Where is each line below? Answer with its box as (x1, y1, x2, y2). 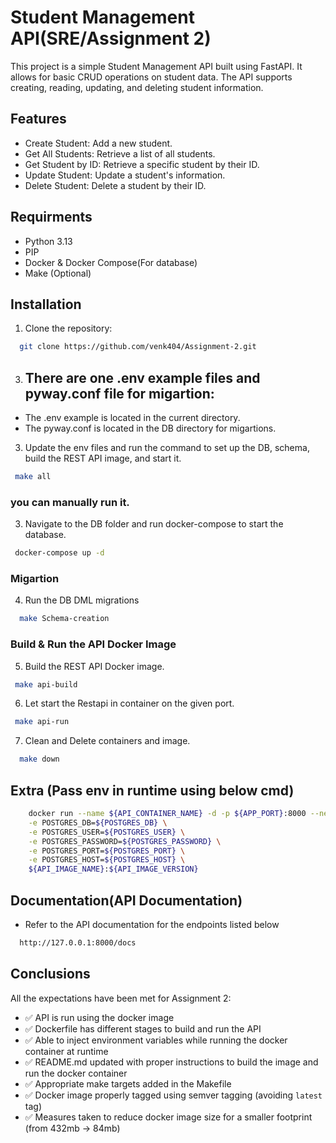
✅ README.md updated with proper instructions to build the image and (24, 1056, 319, 1068)
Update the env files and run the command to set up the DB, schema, (24, 442, 310, 454)
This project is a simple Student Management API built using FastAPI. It (10, 60, 303, 72)
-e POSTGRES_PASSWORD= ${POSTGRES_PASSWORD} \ (28, 836, 222, 846)
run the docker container (24, 1067, 128, 1079)
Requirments (10, 209, 93, 226)
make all (14, 472, 52, 482)
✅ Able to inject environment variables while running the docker (24, 1034, 288, 1046)
